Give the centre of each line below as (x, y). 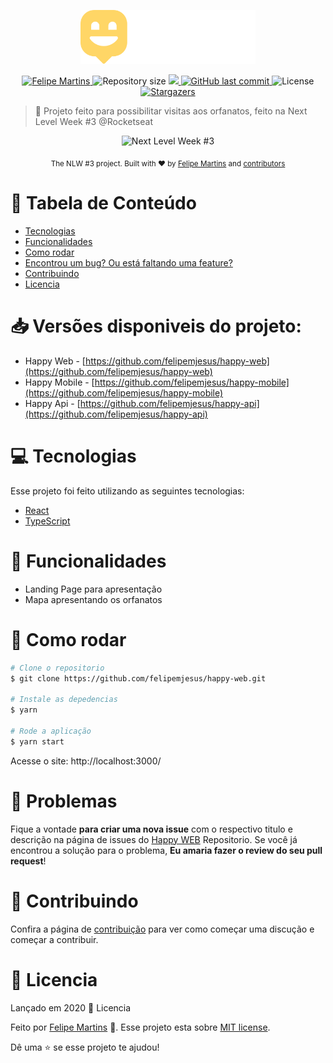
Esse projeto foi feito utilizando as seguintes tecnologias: (127, 491)
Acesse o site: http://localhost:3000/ (86, 761)
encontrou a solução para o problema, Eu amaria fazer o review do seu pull (166, 850)
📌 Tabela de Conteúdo (103, 203)
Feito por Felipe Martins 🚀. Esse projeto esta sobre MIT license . (140, 1027)
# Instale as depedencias (64, 700)
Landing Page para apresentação (93, 589)
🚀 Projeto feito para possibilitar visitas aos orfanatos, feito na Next (171, 111)
